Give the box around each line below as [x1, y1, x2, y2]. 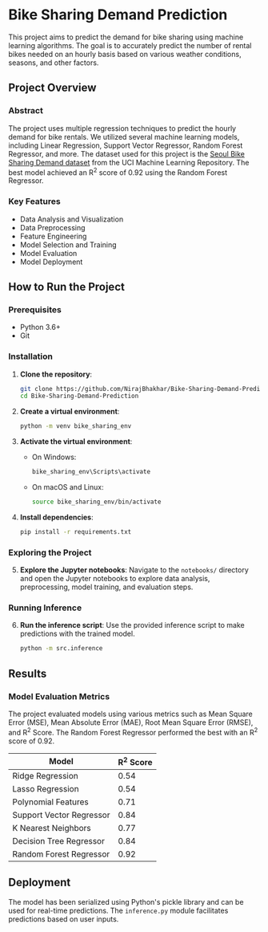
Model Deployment [19, 257, 83, 267]
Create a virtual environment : [19, 407, 120, 417]
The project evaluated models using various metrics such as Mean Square [8, 709, 254, 718]
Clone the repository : [19, 369, 93, 379]
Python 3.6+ [19, 323, 62, 332]
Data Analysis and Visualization [19, 214, 124, 224]
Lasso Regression [12, 783, 79, 794]
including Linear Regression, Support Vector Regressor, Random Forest [8, 140, 243, 150]
